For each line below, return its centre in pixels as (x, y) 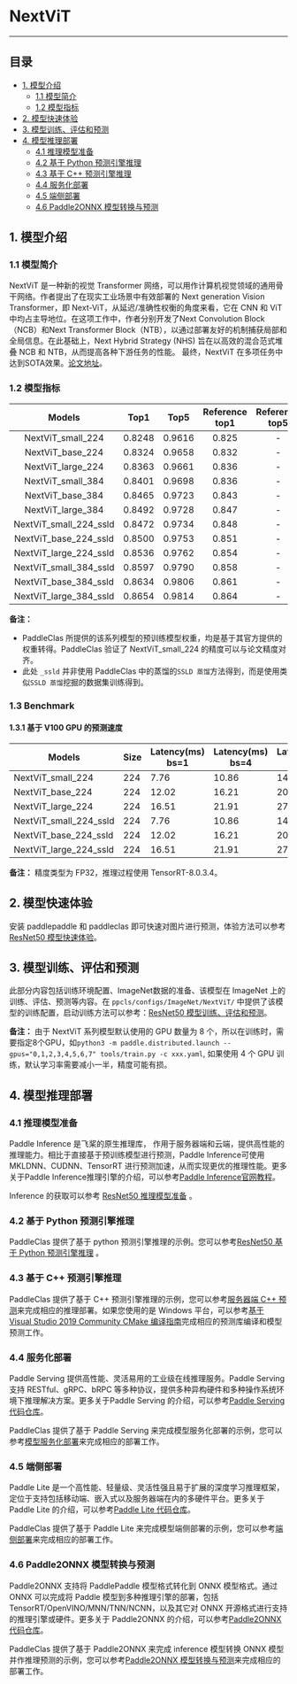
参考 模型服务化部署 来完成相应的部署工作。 (87, 1441)
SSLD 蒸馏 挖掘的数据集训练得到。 (89, 682)
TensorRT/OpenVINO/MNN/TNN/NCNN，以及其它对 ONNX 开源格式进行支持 (148, 1608)
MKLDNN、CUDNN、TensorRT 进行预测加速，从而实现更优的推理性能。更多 (148, 1166)
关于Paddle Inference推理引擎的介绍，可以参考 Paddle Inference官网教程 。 (145, 1177)
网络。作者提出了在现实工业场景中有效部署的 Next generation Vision (141, 297)
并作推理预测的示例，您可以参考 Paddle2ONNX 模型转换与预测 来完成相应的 (145, 1660)
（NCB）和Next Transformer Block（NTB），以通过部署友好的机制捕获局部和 (148, 330)
